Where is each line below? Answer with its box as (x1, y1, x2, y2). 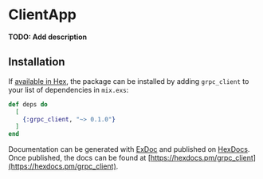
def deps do (8, 100, 48, 109)
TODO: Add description (8, 32, 88, 42)
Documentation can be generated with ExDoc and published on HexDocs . (8, 145, 250, 154)
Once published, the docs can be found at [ (8, 153, 151, 163)
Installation (8, 55, 65, 69)
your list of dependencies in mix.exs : (8, 85, 129, 94)
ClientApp (8, 6, 77, 24)
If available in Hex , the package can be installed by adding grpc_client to (8, 76, 249, 86)
